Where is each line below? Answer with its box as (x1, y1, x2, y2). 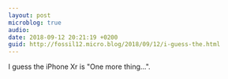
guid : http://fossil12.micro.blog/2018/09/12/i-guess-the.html (8, 41, 221, 48)
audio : (8, 26, 30, 34)
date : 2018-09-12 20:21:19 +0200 (8, 33, 118, 41)
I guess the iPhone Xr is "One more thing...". (8, 62, 151, 71)
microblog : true (8, 19, 62, 27)
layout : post (8, 11, 51, 20)
